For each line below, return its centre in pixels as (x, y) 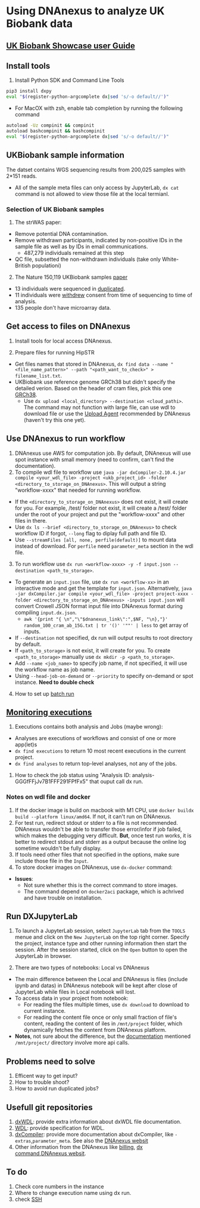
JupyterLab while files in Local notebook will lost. (75, 992)
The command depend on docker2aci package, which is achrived (104, 891)
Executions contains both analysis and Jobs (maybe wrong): (89, 727)
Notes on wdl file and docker (49, 797)
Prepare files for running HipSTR (55, 352)
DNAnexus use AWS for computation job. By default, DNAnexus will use (103, 453)
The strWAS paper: (38, 222)
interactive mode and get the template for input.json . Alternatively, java (103, 588)
